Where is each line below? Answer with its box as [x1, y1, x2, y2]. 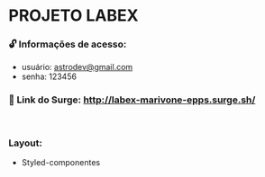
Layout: [8, 137, 42, 149]
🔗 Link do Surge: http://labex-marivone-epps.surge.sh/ [8, 93, 256, 106]
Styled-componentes [21, 157, 101, 168]
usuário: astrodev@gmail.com [21, 62, 133, 73]
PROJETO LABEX [8, 5, 139, 26]
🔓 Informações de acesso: [8, 38, 127, 50]
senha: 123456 [21, 71, 78, 82]
